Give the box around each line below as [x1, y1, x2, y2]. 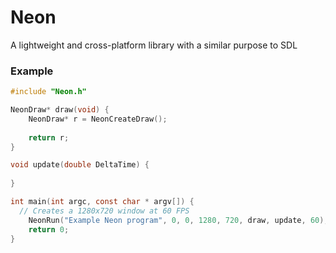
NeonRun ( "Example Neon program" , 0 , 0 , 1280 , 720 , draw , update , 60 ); [28, 215, 329, 225]
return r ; [28, 132, 70, 143]
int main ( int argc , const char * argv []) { [10, 197, 195, 207]
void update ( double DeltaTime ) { [10, 160, 150, 170]
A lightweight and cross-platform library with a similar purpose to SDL [10, 39, 298, 51]
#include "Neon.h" [10, 87, 87, 97]
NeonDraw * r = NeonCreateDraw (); [28, 114, 168, 124]
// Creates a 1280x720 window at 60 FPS [19, 206, 190, 216]
